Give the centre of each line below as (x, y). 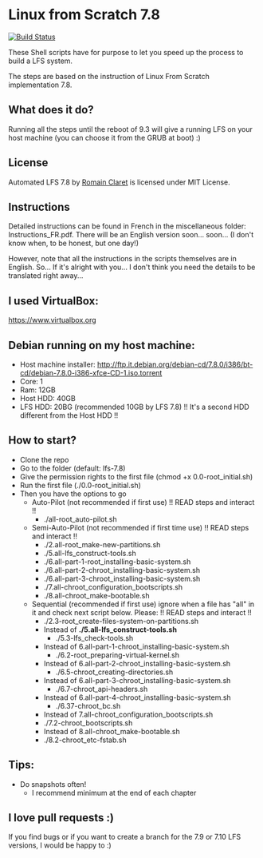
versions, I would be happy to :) (60, 845)
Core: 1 (31, 381)
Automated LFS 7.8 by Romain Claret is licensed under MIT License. (120, 182)
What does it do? (51, 110)
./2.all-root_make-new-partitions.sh (102, 544)
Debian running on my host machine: (102, 345)
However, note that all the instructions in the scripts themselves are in (123, 259)
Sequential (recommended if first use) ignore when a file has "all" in (143, 604)
